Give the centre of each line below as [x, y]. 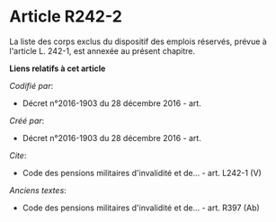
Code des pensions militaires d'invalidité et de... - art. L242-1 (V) [142, 173]
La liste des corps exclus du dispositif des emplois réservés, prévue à [138, 41]
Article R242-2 [66, 17]
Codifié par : [31, 85]
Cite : [18, 155]
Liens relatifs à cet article [58, 68]
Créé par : [27, 120]
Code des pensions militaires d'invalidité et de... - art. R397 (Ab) [141, 208]
